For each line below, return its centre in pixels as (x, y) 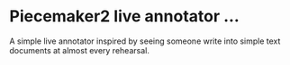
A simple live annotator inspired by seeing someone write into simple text (145, 41)
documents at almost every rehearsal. (80, 50)
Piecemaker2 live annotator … (125, 16)
